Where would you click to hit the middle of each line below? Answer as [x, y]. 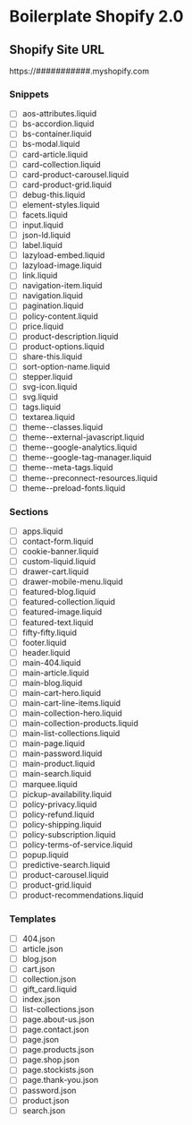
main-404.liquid [52, 662]
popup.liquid [45, 854]
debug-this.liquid [54, 194]
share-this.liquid [52, 356]
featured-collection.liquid [69, 602]
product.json [46, 1100]
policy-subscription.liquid [69, 834]
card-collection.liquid [61, 164]
